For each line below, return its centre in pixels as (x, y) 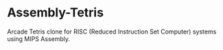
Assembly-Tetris (56, 13)
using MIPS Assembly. (39, 38)
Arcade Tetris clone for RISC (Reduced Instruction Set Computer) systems (112, 32)
